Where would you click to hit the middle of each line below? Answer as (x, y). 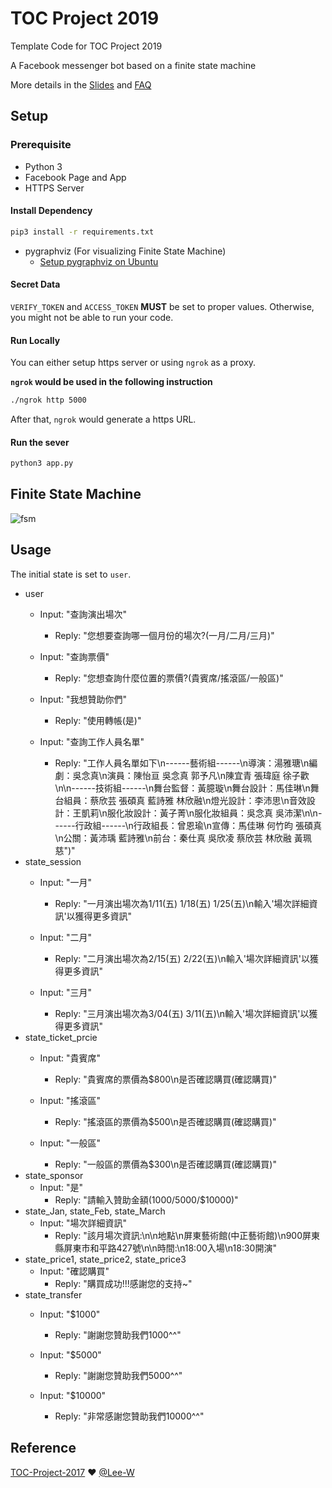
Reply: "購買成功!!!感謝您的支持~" (123, 1283)
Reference (43, 1448)
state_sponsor (54, 1175)
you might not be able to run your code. (92, 317)
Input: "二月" (66, 937)
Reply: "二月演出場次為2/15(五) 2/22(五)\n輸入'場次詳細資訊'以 (182, 958)
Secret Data (35, 284)
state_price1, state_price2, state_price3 (105, 1259)
